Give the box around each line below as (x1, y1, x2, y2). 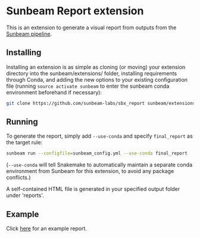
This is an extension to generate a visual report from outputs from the (6, 24, 177, 31)
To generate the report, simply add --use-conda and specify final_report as (6, 132, 193, 140)
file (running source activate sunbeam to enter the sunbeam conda (6, 82, 170, 89)
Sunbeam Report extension (6, 4, 144, 18)
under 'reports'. (6, 192, 45, 199)
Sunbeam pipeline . (6, 30, 52, 37)
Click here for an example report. (6, 225, 87, 232)
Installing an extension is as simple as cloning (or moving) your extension (6, 63, 186, 70)
